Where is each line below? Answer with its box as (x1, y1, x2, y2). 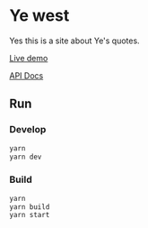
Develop (9, 123, 47, 136)
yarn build (9, 202, 50, 212)
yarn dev (9, 152, 42, 161)
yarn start (9, 211, 50, 220)
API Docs (9, 69, 44, 81)
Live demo (9, 52, 48, 63)
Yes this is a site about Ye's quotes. (9, 35, 141, 46)
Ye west (9, 5, 70, 26)
